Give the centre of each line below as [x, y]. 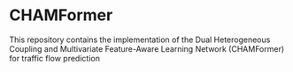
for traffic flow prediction [54, 58]
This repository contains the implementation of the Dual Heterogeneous [140, 40]
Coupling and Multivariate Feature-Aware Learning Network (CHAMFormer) [147, 48]
